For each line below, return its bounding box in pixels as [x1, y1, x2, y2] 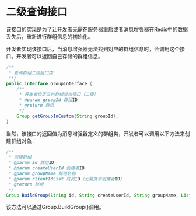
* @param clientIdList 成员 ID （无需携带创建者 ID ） [8, 176, 125, 182]
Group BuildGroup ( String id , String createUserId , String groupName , [6, 192, 179, 198]
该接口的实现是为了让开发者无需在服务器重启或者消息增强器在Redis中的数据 [6, 26, 188, 33]
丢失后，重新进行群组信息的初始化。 [6, 33, 93, 40]
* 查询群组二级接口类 [8, 69, 54, 76]
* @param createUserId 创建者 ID [8, 165, 85, 171]
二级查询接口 [6, 5, 68, 19]
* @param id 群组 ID [8, 160, 54, 166]
